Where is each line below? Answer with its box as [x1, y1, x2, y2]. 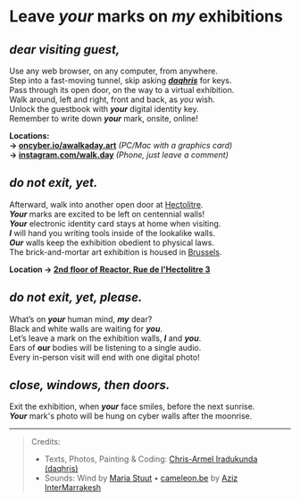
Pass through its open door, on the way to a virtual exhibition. [9, 85, 235, 95]
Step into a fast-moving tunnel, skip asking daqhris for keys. [9, 75, 232, 86]
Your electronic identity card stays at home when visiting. [9, 217, 221, 229]
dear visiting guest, [9, 42, 121, 57]
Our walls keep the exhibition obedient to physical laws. [9, 237, 215, 248]
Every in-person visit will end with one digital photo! [9, 352, 200, 362]
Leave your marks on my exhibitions [9, 6, 283, 27]
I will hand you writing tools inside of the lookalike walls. [9, 227, 216, 238]
